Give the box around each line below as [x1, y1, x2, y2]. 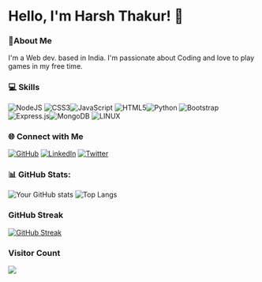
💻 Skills [8, 82, 40, 93]
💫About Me [8, 36, 53, 47]
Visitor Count [8, 247, 61, 258]
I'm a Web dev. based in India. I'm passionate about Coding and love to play [8, 53, 255, 62]
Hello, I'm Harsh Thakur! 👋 [8, 7, 184, 25]
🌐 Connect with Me [8, 130, 84, 141]
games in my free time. [8, 62, 83, 71]
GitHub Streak [8, 209, 64, 220]
